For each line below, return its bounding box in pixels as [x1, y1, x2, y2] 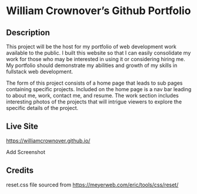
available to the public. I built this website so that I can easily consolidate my [6, 49, 191, 56]
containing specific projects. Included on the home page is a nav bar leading [6, 86, 192, 92]
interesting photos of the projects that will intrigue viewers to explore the [6, 98, 182, 105]
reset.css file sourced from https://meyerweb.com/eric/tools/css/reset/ [6, 181, 179, 188]
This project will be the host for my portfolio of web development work [6, 43, 177, 50]
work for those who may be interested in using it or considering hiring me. [6, 56, 185, 62]
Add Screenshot [6, 148, 45, 155]
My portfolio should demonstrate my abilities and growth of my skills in [6, 62, 178, 69]
